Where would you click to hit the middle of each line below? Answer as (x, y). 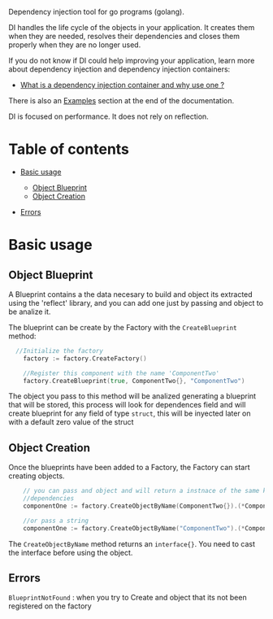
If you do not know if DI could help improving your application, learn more (132, 61)
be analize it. (30, 312)
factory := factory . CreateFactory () (85, 358)
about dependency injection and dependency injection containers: (119, 69)
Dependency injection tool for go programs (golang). (96, 12)
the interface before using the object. (71, 552)
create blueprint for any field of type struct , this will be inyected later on (130, 413)
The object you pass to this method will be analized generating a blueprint (132, 396)
